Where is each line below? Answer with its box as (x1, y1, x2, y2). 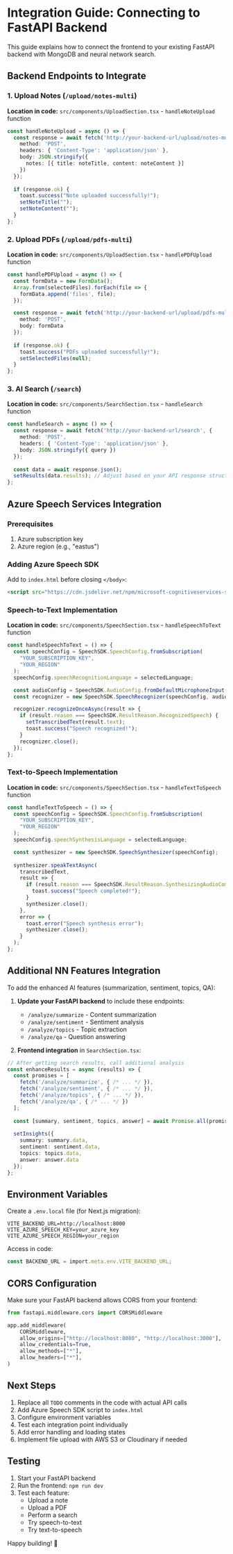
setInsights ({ (13, 1131, 54, 1138)
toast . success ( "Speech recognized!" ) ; (25, 725, 138, 732)
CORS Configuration (7, 1277, 97, 1289)
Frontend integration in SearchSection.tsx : (17, 1046, 141, 1054)
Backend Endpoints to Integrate (7, 70, 147, 82)
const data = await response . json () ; (13, 466, 123, 473)
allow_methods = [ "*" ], (19, 1348, 82, 1355)
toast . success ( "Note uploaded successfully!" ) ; (19, 193, 159, 199)
